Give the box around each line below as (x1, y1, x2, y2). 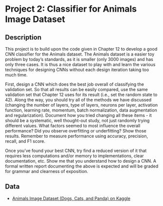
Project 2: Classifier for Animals (5, 3, 137, 15)
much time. (5, 72, 28, 77)
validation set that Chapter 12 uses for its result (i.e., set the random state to (5, 92, 158, 97)
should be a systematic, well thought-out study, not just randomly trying (5, 118, 150, 123)
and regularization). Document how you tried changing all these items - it (5, 112, 152, 118)
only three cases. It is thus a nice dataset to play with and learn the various (5, 62, 156, 67)
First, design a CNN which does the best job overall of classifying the (5, 81, 144, 87)
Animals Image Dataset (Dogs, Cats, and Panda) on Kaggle (12, 195, 131, 201)
